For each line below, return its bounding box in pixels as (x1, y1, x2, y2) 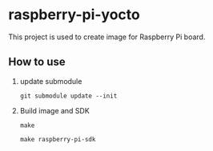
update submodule (19, 76, 82, 85)
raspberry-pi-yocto (8, 6, 140, 24)
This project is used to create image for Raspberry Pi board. (8, 32, 206, 42)
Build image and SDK (19, 105, 90, 115)
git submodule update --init (19, 92, 118, 100)
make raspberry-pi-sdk (19, 135, 96, 143)
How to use (8, 55, 66, 69)
